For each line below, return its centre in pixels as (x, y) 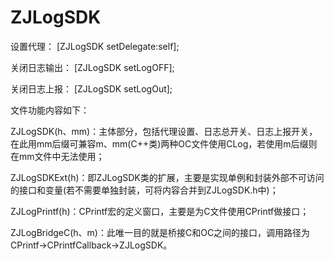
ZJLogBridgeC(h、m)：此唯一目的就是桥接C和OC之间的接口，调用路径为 (160, 232)
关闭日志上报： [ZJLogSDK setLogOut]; (91, 88)
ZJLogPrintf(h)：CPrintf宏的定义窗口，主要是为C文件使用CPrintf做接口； (160, 211)
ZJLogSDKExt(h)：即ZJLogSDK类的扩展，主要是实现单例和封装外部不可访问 (167, 177)
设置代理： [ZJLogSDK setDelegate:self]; (95, 46)
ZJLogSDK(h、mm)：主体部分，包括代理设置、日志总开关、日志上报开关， (164, 131)
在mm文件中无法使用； (57, 156)
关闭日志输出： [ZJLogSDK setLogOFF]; (92, 67)
